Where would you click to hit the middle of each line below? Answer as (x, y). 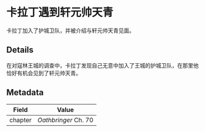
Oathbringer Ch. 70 (65, 120)
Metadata (25, 93)
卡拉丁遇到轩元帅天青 (60, 12)
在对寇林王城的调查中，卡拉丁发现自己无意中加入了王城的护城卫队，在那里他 (103, 65)
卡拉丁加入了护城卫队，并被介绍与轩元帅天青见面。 (70, 30)
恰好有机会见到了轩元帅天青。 (44, 73)
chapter (20, 120)
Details (20, 50)
